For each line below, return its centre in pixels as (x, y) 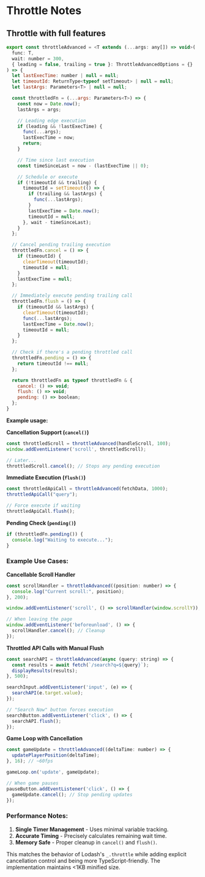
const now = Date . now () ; (49, 104)
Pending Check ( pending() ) (41, 523)
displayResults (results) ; (45, 671)
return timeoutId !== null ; (53, 364)
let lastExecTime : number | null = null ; (65, 76)
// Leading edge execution (52, 121)
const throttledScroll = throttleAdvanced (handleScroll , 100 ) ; (89, 443)
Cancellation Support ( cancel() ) (48, 432)
